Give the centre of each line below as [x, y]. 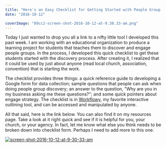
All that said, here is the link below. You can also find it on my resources [78, 114]
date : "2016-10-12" [25, 14]
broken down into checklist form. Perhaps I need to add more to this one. [80, 130]
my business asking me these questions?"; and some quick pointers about [81, 94]
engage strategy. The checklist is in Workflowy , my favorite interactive [77, 99]
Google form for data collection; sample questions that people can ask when [83, 84]
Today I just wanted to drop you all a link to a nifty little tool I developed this [82, 37]
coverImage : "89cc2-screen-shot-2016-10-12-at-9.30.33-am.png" [72, 23]
